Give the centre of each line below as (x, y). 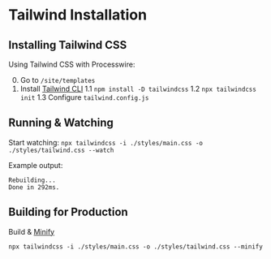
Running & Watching (61, 123)
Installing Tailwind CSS (68, 45)
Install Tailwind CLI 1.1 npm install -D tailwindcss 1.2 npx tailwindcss (138, 88)
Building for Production (68, 212)
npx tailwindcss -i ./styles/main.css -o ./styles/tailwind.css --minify (136, 246)
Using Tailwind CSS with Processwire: (72, 64)
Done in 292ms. (34, 187)
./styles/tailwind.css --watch (61, 150)
